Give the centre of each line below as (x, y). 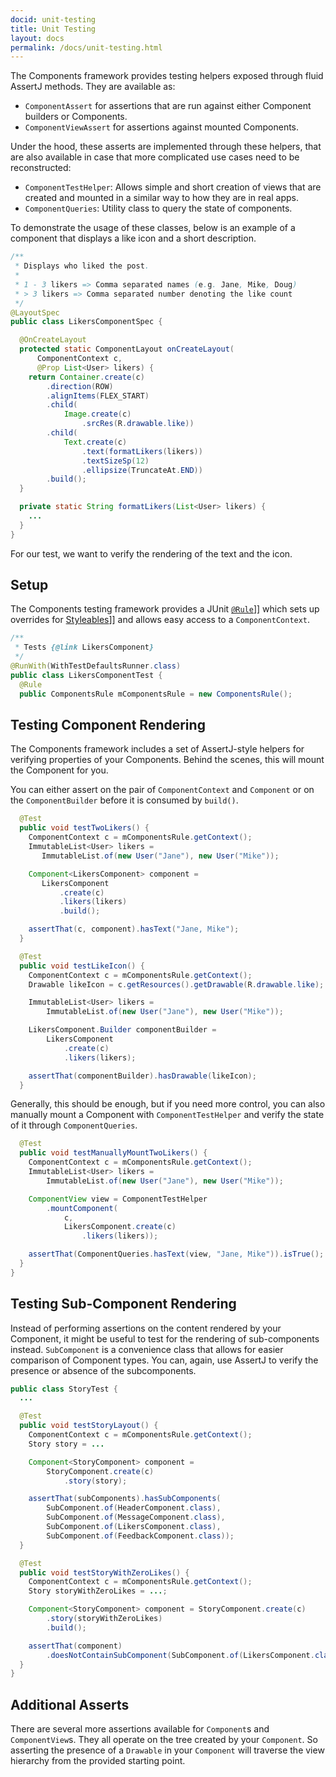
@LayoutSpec (35, 312)
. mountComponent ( (82, 1208)
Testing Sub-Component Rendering (123, 1304)
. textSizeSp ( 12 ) (115, 461)
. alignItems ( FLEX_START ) (98, 396)
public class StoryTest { (64, 1389)
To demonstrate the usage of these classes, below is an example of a (153, 228)
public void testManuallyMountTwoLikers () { (113, 1153)
